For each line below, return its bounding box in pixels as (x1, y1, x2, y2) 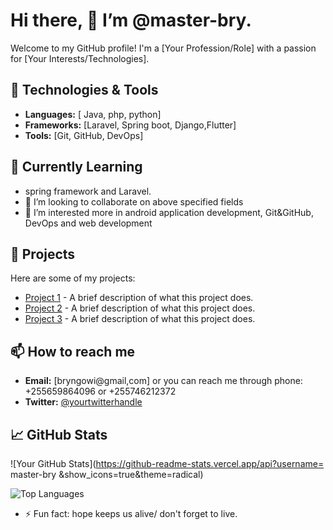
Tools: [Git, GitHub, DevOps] (24, 129, 144, 141)
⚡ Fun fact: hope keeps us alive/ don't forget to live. (24, 508, 238, 519)
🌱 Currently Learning (10, 159, 143, 176)
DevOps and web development (24, 217, 153, 229)
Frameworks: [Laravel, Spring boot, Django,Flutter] (24, 119, 237, 131)
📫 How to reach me (10, 343, 136, 360)
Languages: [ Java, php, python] (24, 108, 162, 120)
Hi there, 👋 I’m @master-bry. (10, 9, 252, 32)
